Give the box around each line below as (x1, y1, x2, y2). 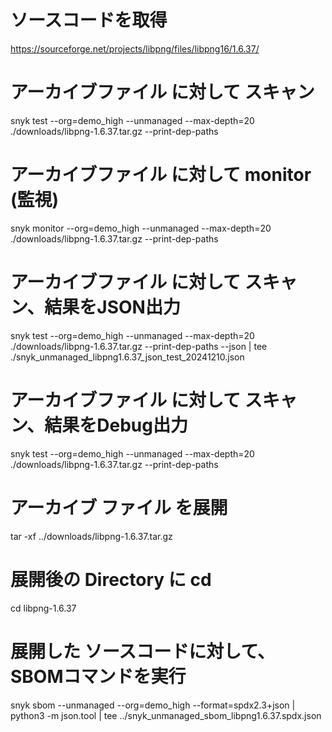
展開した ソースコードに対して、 (10, 640, 275, 663)
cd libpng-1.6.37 (10, 602, 77, 614)
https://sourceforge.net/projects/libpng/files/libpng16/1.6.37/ (10, 42, 260, 55)
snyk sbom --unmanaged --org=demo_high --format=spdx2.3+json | (10, 699, 296, 711)
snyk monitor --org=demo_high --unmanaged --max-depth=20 (10, 222, 272, 234)
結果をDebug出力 (44, 414, 188, 436)
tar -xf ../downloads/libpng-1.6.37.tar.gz (10, 530, 173, 542)
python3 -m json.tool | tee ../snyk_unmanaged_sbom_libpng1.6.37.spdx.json (10, 709, 322, 721)
